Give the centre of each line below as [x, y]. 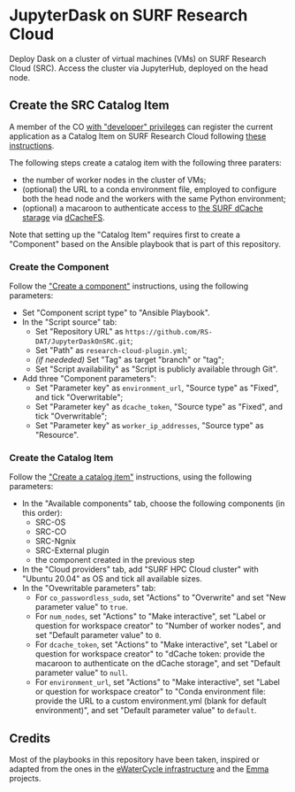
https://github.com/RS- [169, 333]
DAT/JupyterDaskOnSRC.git [83, 342]
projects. [25, 779]
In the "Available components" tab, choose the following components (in [153, 504]
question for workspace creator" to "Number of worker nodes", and [158, 626]
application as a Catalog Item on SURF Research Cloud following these [138, 136]
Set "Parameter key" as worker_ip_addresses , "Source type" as [150, 426]
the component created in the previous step [115, 560]
